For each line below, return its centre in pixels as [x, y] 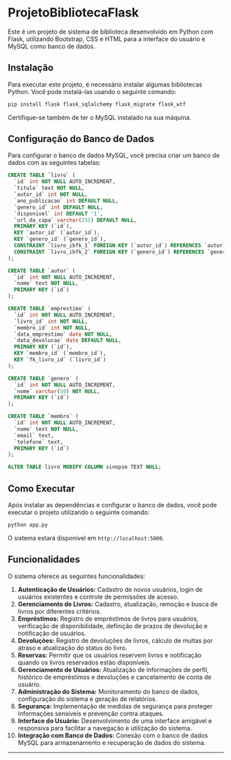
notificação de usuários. [52, 633]
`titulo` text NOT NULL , [49, 188]
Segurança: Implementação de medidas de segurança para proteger [115, 706]
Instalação [31, 68]
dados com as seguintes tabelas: [54, 163]
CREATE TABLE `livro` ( [42, 175]
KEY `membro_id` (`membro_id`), [60, 354]
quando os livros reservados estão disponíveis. [84, 662]
